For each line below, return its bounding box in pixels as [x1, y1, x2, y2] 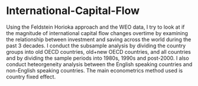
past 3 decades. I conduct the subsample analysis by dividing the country [6, 42, 186, 49]
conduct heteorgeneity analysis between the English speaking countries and [6, 60, 193, 68]
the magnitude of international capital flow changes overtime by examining [6, 29, 188, 36]
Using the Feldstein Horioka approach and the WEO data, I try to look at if [6, 23, 185, 30]
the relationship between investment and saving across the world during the [6, 36, 191, 43]
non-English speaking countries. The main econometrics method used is [6, 67, 183, 74]
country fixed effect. [6, 73, 56, 80]
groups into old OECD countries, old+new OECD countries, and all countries [6, 48, 191, 55]
